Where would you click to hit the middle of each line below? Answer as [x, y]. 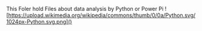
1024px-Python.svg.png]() [39, 22]
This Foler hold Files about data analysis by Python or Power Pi [85, 9]
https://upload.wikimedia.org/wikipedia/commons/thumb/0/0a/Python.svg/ [102, 15]
